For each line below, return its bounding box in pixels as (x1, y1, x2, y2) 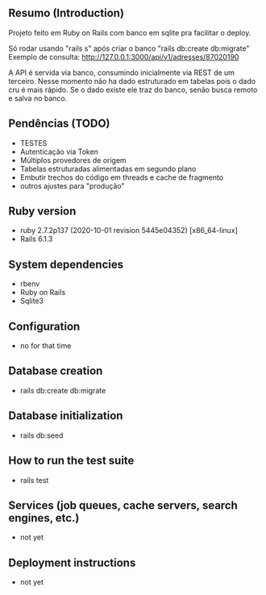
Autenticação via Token (19, 147, 99, 156)
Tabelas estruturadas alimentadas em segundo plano (19, 164, 197, 173)
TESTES (19, 138, 48, 148)
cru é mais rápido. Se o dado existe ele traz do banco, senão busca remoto (8, 85, 258, 94)
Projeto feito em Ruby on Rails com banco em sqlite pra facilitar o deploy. (8, 27, 251, 37)
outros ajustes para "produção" (19, 181, 125, 190)
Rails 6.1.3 (19, 234, 53, 244)
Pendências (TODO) (8, 117, 110, 131)
